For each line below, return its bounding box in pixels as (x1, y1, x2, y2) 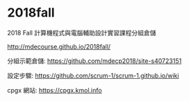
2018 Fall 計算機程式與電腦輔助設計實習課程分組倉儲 (7, 28, 156, 37)
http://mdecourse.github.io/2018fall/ (7, 42, 111, 50)
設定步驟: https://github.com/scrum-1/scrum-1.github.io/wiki (7, 71, 179, 80)
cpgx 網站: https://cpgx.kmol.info (7, 86, 102, 94)
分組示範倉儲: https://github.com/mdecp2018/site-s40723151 (7, 57, 182, 65)
